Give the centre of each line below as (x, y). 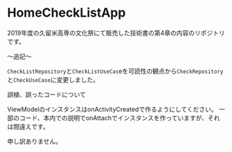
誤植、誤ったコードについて (47, 94)
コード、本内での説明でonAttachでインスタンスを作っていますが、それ (119, 118)
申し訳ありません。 (35, 141)
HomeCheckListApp (66, 13)
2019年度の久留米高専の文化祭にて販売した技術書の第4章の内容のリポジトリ (116, 33)
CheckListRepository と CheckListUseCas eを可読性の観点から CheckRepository (115, 71)
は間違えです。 (28, 126)
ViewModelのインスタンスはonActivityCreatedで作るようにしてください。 (113, 109)
